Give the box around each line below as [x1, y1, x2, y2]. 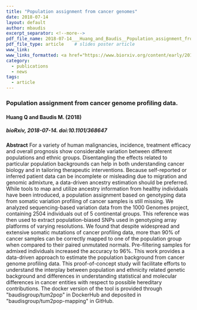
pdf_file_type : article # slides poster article [6, 42, 135, 48]
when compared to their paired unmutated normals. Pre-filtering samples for [6, 241, 191, 248]
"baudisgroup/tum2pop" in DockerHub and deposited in [6, 291, 142, 298]
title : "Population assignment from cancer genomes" [6, 8, 138, 15]
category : [6, 58, 30, 63]
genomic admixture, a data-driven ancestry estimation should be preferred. [6, 179, 189, 186]
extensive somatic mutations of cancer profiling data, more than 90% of [6, 229, 180, 236]
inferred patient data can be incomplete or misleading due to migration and [6, 173, 188, 180]
